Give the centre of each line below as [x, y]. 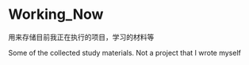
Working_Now [56, 14]
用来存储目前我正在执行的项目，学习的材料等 [81, 37]
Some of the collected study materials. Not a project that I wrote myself [125, 52]
